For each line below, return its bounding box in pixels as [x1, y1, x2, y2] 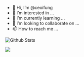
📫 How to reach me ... [12, 26, 58, 31]
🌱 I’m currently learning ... [12, 15, 65, 21]
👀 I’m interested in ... [12, 10, 54, 16]
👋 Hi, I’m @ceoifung [12, 5, 53, 10]
